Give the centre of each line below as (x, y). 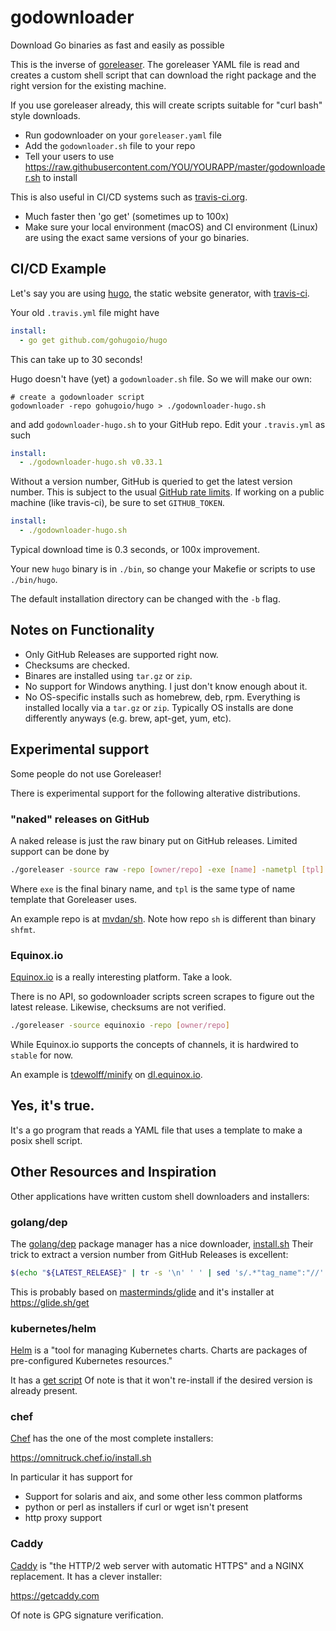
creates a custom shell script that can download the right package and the (163, 75)
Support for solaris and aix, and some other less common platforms (163, 1497)
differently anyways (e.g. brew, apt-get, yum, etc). (128, 718)
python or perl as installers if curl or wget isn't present (136, 1507)
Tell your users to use (69, 156)
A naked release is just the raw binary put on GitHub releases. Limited (154, 840)
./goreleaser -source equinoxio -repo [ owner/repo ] (120, 1026)
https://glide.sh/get (50, 1302)
